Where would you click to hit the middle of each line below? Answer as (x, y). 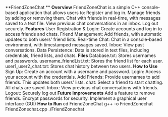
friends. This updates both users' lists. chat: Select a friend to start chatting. (84, 82)
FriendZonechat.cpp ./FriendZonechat (45, 109)
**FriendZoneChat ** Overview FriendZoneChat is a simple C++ (73, 7)
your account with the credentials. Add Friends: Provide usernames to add (82, 77)
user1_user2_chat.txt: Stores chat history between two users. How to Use (81, 66)
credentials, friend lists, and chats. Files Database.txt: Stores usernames (81, 55)
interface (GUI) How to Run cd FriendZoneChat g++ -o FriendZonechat (79, 104)
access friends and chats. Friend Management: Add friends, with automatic (83, 34)
